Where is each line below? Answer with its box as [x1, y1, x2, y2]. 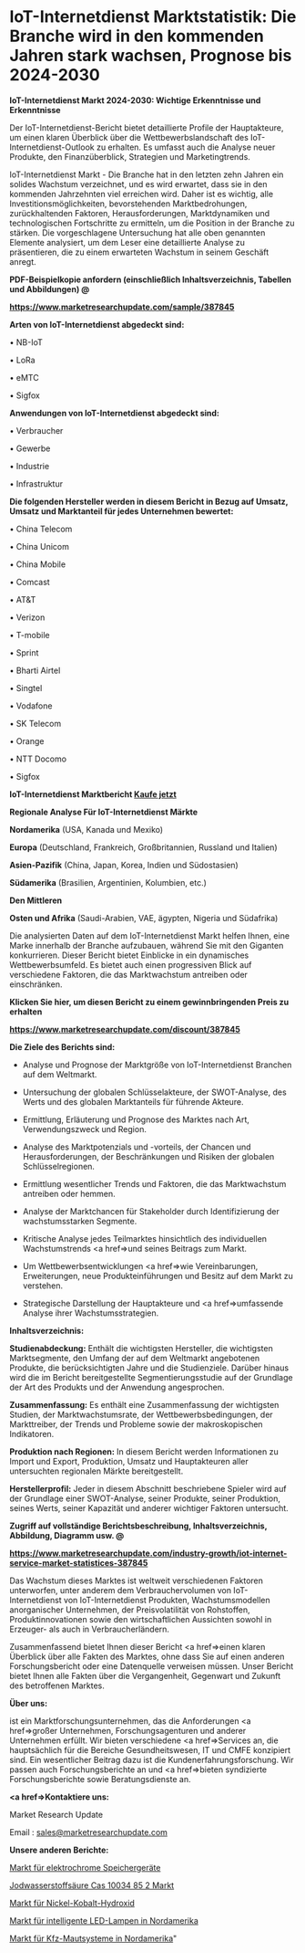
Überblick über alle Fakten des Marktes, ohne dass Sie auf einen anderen [9, 1651, 285, 1662]
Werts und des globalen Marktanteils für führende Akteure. [22, 1096, 244, 1107]
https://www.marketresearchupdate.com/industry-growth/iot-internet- [9, 1548, 288, 1559]
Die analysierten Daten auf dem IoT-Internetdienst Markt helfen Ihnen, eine [9, 929, 290, 941]
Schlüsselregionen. [22, 1160, 96, 1171]
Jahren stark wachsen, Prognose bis [9, 46, 292, 66]
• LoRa [9, 354, 36, 365]
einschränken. [9, 979, 63, 990]
